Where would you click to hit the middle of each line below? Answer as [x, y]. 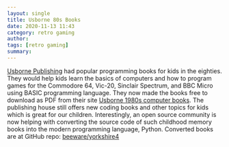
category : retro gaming [41, 32]
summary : [19, 52]
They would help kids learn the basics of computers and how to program [109, 78]
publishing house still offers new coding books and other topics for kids [108, 107]
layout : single [29, 13]
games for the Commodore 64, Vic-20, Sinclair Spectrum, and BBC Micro [110, 85]
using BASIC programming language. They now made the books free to [108, 92]
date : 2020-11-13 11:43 [41, 26]
